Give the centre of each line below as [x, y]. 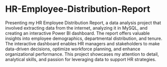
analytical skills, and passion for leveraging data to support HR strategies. [81, 59]
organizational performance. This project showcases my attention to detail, [82, 54]
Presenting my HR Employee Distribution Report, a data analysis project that [83, 23]
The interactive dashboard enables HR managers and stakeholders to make [83, 43]
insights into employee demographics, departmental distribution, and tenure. [84, 38]
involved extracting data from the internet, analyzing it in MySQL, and [77, 28]
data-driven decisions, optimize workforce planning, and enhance [73, 49]
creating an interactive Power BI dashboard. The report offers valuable [78, 33]
